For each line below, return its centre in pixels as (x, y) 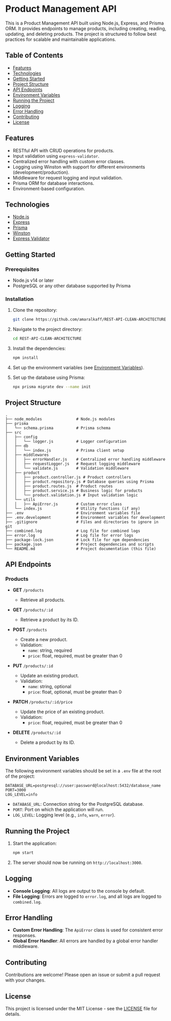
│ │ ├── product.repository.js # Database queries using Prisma (80, 482)
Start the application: (35, 843)
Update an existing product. (50, 676)
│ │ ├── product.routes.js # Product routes (59, 486)
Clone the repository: (35, 310)
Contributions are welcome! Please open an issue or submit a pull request (83, 975)
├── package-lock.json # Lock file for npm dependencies (77, 540)
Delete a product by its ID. (47, 742)
